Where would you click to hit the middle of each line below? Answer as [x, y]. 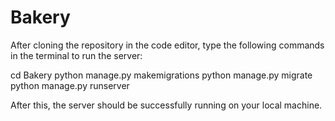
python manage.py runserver [70, 85]
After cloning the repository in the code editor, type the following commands [167, 45]
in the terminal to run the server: [76, 55]
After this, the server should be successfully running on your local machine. [166, 105]
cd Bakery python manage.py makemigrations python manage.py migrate [161, 75]
